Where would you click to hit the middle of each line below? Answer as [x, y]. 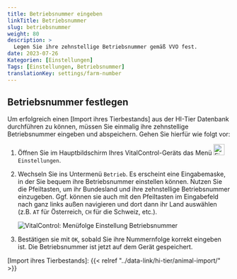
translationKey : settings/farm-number [64, 73]
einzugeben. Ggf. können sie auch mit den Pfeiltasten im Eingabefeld [118, 197]
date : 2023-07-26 [33, 54]
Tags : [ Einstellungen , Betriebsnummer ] [66, 67]
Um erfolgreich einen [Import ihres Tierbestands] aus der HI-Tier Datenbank [118, 119]
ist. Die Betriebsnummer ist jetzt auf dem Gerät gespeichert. [105, 247]
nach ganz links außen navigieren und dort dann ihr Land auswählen [117, 204]
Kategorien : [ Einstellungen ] [50, 60]
